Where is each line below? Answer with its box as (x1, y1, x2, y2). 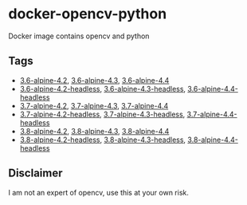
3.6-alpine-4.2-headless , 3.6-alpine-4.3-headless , (19, 84, 186, 93)
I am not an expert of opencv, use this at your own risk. (8, 187, 190, 197)
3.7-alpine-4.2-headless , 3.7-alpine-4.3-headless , (19, 109, 186, 119)
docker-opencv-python (8, 5, 167, 23)
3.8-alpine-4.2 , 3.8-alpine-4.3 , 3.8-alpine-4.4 (19, 126, 170, 136)
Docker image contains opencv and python (8, 31, 150, 41)
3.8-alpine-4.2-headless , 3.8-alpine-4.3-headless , (19, 135, 186, 144)
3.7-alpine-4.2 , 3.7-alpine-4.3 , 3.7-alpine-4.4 (19, 101, 169, 110)
